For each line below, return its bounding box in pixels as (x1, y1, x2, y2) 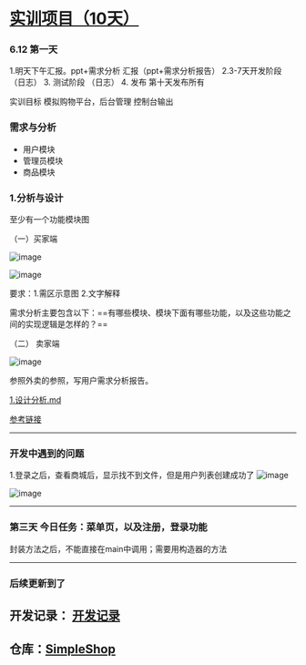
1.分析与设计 (9, 191, 64, 204)
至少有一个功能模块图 (9, 214, 89, 225)
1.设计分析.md (9, 394, 62, 405)
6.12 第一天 (9, 43, 58, 56)
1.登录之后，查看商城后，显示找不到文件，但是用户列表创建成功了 (9, 470, 255, 481)
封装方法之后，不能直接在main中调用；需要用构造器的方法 (9, 543, 228, 554)
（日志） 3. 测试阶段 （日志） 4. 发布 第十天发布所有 (9, 77, 205, 87)
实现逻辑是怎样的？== (25, 319, 108, 330)
